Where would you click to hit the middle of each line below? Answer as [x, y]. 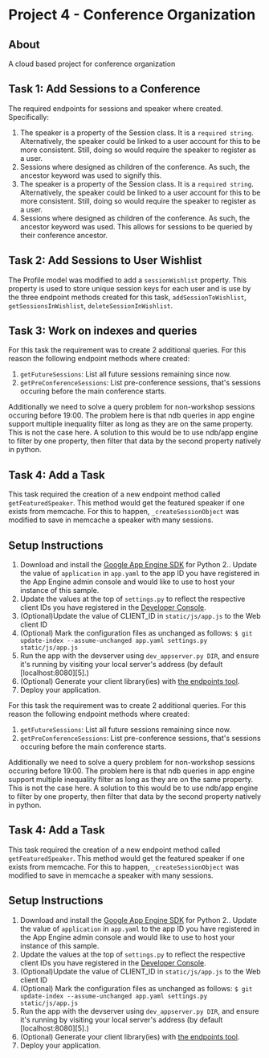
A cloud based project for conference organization [92, 64]
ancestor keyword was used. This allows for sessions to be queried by [136, 226]
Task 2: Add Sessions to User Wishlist [105, 260]
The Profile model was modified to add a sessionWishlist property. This [128, 280]
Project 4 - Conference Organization [132, 15]
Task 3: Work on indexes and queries [103, 331]
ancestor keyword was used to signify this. [91, 175]
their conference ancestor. [64, 235]
